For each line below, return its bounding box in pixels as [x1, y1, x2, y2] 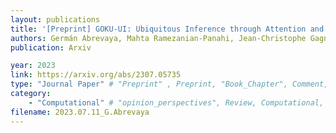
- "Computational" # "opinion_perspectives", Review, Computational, [28, 97, 325, 108]
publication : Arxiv [10, 42, 92, 53]
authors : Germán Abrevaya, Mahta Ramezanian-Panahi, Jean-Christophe [10, 33, 307, 43]
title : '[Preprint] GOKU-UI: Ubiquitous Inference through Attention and [10, 24, 325, 34]
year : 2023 [10, 61, 56, 71]
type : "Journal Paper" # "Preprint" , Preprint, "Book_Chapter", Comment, [10, 79, 329, 90]
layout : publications [10, 14, 101, 25]
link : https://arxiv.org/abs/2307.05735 [10, 70, 182, 80]
